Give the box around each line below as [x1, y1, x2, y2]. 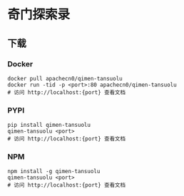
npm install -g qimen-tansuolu [7, 168, 101, 175]
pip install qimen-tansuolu [7, 122, 91, 129]
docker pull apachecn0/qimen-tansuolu [7, 75, 123, 82]
